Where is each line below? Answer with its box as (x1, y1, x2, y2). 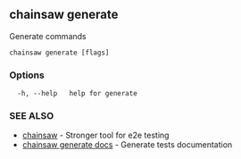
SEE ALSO (9, 110, 54, 122)
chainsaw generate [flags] (9, 48, 110, 57)
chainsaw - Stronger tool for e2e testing (21, 130, 170, 141)
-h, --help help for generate (17, 89, 138, 98)
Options (9, 69, 45, 81)
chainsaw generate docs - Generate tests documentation (21, 139, 233, 150)
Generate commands (9, 30, 87, 41)
